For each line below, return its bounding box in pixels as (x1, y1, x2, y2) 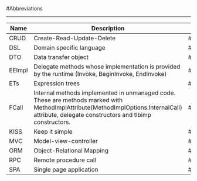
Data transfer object (33, 53, 89, 61)
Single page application (33, 166, 98, 173)
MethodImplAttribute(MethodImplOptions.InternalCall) (33, 103, 183, 112)
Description (91, 25, 125, 32)
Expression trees (33, 79, 80, 87)
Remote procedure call (33, 156, 97, 164)
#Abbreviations (6, 5, 43, 12)
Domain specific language (33, 44, 106, 51)
